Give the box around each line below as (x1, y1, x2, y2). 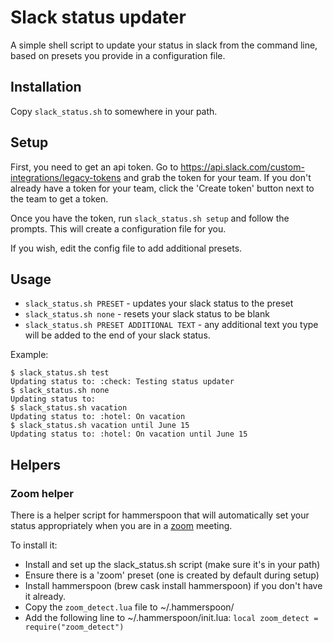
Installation (10, 79, 82, 96)
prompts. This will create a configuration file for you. (10, 222, 227, 235)
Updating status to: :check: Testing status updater (10, 377, 235, 387)
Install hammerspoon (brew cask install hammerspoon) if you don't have (24, 580, 323, 592)
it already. (24, 591, 67, 603)
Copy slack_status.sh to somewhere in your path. (10, 105, 218, 117)
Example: (10, 349, 49, 361)
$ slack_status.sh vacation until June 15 (10, 421, 190, 431)
